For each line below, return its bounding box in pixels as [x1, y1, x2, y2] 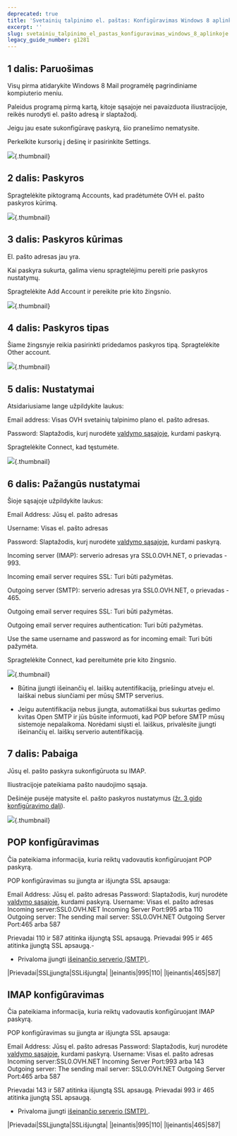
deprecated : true [7, 10, 59, 18]
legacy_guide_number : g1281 [7, 37, 90, 44]
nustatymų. [7, 273, 40, 282]
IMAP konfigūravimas [7, 989, 104, 1001]
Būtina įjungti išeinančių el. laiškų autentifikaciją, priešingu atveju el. [17, 684, 215, 692]
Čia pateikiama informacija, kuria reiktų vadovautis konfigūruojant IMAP [7, 1008, 215, 1016]
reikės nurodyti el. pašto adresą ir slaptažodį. [7, 110, 138, 118]
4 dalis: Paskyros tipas [7, 322, 109, 334]
